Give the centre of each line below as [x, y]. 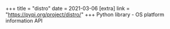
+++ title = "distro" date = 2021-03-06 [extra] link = [67, 8]
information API [24, 21]
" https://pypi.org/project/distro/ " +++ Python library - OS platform [85, 14]
